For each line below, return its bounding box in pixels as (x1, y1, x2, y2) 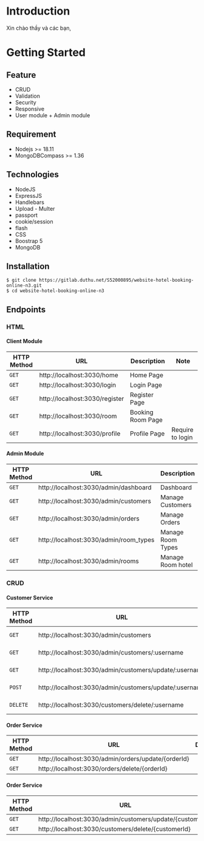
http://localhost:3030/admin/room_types (38, 536, 155, 544)
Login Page (129, 381, 163, 389)
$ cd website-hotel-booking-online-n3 (6, 288, 104, 294)
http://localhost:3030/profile (39, 429, 121, 438)
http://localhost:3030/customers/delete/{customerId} (38, 825, 191, 833)
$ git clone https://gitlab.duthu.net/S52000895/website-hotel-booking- (6, 277, 194, 284)
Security (15, 98, 36, 106)
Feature (6, 70, 36, 80)
